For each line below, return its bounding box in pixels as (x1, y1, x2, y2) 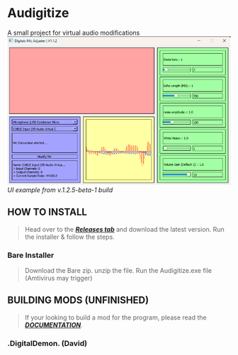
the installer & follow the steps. (24, 232, 115, 241)
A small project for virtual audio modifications (7, 28, 140, 37)
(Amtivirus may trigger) (24, 274, 93, 282)
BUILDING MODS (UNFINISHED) (7, 294, 149, 306)
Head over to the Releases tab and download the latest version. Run (24, 225, 225, 233)
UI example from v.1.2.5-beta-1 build (7, 186, 113, 194)
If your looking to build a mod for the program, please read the (24, 313, 207, 322)
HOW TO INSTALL (7, 206, 87, 218)
